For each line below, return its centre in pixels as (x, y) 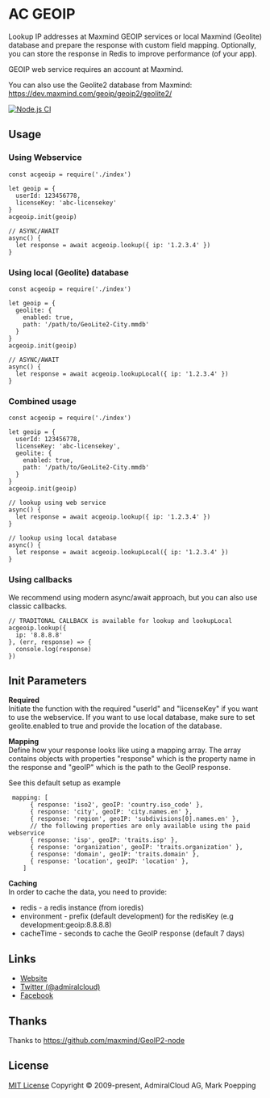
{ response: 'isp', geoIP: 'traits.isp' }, (104, 840)
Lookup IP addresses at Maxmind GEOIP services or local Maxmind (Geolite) (135, 36)
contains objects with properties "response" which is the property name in (132, 759)
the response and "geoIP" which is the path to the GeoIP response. (120, 768)
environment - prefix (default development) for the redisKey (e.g (127, 916)
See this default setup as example (64, 783)
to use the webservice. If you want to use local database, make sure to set (132, 717)
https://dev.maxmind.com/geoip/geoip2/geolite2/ (90, 93)
